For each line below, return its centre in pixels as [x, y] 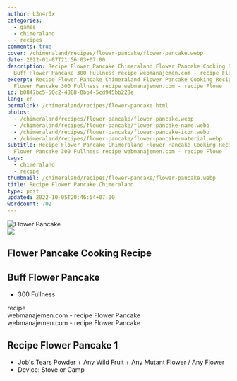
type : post [23, 191]
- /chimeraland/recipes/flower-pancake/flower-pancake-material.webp [118, 138]
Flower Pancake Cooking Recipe [80, 254]
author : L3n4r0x [31, 14]
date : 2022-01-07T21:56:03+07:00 [56, 60]
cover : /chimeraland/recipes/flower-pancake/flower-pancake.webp [105, 54]
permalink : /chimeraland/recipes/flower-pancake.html [88, 106]
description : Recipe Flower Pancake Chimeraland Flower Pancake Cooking [116, 66]
